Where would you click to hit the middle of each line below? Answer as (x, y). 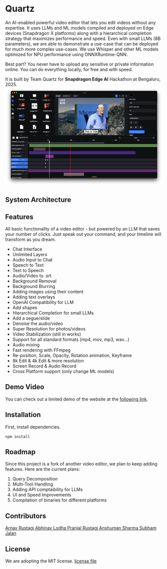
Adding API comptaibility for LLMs (47, 489)
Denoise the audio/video (38, 323)
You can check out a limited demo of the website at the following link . (77, 399)
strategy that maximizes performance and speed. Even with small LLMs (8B (83, 38)
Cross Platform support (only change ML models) (63, 371)
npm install (17, 436)
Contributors (26, 516)
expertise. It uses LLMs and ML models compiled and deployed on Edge (79, 27)
